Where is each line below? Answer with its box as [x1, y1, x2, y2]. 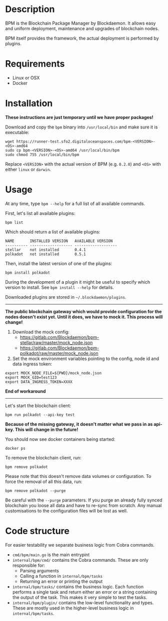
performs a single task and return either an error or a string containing [12, 589, 157, 595]
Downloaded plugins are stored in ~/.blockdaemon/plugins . [5, 294, 126, 300]
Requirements [5, 58, 65, 70]
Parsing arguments [19, 567, 59, 573]
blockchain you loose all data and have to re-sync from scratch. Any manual [5, 502, 162, 508]
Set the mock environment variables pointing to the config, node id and [12, 355, 159, 361]
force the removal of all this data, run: [5, 478, 82, 484]
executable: [5, 129, 29, 135]
